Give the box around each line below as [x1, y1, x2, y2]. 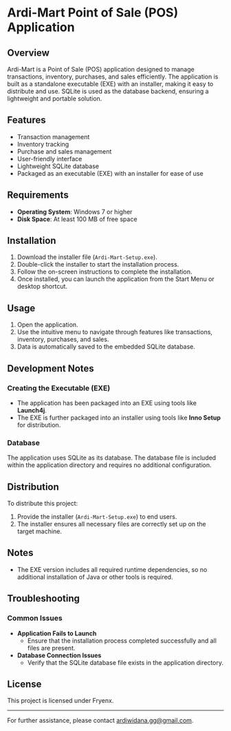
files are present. [27, 644, 76, 652]
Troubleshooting [7, 593, 80, 604]
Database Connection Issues [16, 651, 102, 659]
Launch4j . [16, 406, 47, 414]
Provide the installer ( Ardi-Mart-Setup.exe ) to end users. [16, 513, 177, 521]
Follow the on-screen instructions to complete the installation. [16, 267, 192, 276]
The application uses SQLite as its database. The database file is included [7, 453, 217, 462]
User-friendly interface [16, 154, 82, 163]
